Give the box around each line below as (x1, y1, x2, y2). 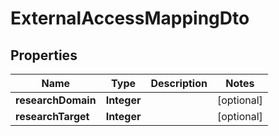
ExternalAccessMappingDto (10, 7, 250, 30)
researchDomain (15, 93, 97, 107)
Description (150, 77, 208, 90)
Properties (10, 47, 78, 64)
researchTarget (15, 110, 90, 123)
